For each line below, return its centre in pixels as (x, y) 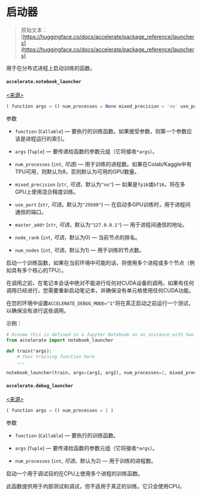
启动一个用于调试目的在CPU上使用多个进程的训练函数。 (75, 473)
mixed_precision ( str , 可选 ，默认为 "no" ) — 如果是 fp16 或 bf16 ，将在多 (100, 184)
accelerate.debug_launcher (40, 386)
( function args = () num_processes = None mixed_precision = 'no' (92, 106)
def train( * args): (29, 351)
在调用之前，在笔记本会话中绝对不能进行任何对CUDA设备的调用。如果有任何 (100, 283)
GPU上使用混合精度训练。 (47, 192)
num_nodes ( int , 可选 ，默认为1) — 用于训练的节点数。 (80, 250)
